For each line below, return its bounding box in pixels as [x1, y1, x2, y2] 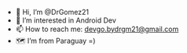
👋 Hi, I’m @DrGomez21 [15, 8, 89, 16]
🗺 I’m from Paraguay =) [15, 36, 96, 45]
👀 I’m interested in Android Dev [15, 16, 116, 25]
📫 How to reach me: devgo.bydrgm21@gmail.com [15, 24, 179, 34]
